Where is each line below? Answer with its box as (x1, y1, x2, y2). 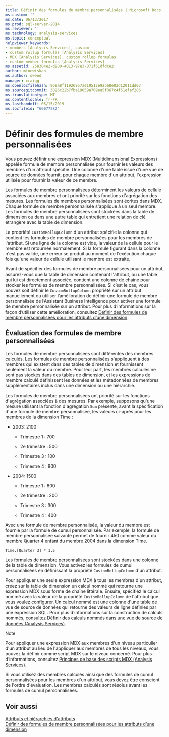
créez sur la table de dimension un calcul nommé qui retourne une (5, 583, 143, 589)
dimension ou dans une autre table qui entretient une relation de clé (5, 214, 146, 220)
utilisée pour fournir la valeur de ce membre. (5, 177, 98, 183)
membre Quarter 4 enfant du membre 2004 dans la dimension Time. (5, 538, 148, 544)
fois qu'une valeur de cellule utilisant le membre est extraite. (5, 256, 131, 262)
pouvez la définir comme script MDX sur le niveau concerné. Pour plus (5, 650, 152, 656)
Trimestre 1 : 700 (20, 434, 55, 440)
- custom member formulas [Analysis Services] (5, 59, 105, 64)
